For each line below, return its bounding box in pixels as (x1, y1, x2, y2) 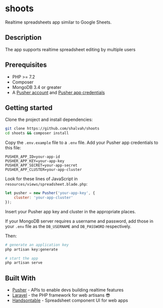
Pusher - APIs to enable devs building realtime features (12, 287, 124, 293)
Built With (5, 274, 36, 282)
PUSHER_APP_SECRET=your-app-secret (5, 163, 78, 168)
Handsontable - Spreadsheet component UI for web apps (12, 298, 128, 304)
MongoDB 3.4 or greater (12, 84, 62, 90)
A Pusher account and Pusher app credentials (12, 89, 105, 95)
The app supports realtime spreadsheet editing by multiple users (5, 46, 136, 52)
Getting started (5, 104, 53, 112)
